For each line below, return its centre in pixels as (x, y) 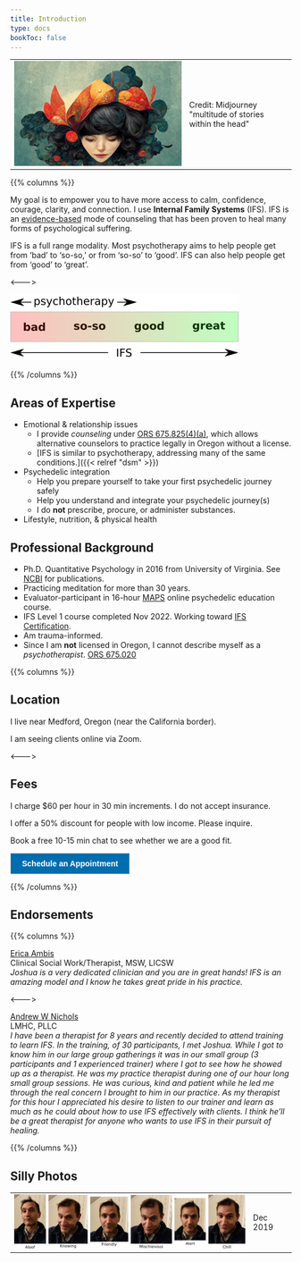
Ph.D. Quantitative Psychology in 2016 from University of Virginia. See (151, 568)
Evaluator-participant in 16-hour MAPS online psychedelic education (149, 597)
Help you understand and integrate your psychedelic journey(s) (153, 501)
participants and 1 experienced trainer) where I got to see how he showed (146, 1064)
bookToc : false (38, 38)
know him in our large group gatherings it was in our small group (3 (134, 1055)
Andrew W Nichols (44, 1017)
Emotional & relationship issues (80, 425)
